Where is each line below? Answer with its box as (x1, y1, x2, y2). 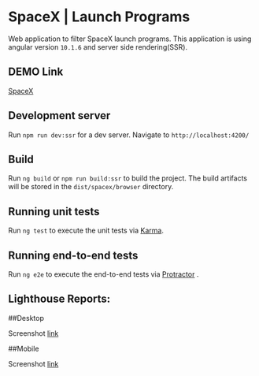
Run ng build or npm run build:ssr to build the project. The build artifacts (8, 173, 248, 183)
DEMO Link (8, 65, 64, 79)
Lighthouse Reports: (8, 292, 111, 306)
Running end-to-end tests (8, 248, 139, 262)
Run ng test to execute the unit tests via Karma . (8, 225, 164, 236)
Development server (8, 109, 111, 122)
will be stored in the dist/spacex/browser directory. (8, 182, 174, 192)
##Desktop (8, 313, 45, 322)
